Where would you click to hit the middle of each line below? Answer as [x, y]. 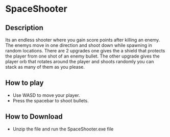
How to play [25, 83]
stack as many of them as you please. [45, 67]
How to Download [34, 117]
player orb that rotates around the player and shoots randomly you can [80, 61]
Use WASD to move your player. [46, 95]
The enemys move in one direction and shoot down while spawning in [79, 45]
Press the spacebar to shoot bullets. [51, 100]
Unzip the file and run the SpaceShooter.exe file [63, 129]
